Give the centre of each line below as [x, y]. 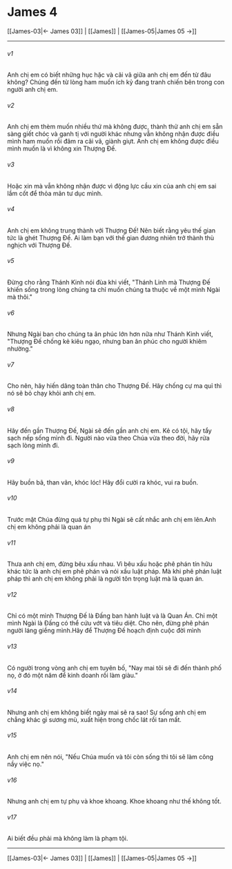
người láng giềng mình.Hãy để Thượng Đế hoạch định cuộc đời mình [104, 631]
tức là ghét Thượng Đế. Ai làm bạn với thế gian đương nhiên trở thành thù [111, 237]
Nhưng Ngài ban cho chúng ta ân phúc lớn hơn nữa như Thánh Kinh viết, [110, 334]
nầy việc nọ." [26, 764]
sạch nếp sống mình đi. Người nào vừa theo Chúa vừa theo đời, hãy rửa [108, 438]
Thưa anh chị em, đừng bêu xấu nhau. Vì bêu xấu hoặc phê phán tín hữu [110, 564]
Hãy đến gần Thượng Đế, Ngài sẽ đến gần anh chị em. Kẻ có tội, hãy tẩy [109, 430]
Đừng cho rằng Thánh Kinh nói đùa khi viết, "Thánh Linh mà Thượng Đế [109, 282]
